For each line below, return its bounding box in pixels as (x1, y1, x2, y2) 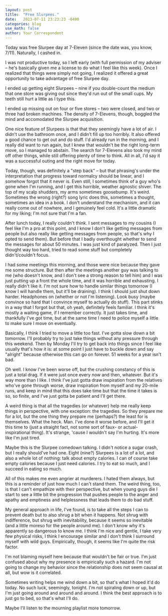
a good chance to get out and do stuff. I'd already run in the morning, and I (5, 136, 159, 142)
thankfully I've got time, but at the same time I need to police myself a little (5, 315, 158, 321)
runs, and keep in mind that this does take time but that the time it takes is (5, 388, 157, 394)
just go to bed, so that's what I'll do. (5, 595, 79, 601)
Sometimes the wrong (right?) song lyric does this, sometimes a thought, (5, 194, 155, 200)
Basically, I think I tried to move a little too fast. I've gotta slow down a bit (5, 330, 155, 336)
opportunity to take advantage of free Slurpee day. (5, 76, 110, 81)
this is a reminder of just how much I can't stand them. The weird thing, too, (5, 481, 161, 487)
